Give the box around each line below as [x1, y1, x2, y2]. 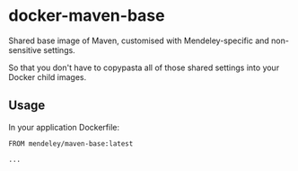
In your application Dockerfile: [8, 121, 120, 132]
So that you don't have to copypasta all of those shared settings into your [8, 62, 280, 73]
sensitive [8, 44, 42, 55]
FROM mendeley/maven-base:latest [8, 139, 134, 148]
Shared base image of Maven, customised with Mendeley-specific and [8, 35, 270, 46]
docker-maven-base [8, 5, 165, 26]
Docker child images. [8, 71, 87, 82]
